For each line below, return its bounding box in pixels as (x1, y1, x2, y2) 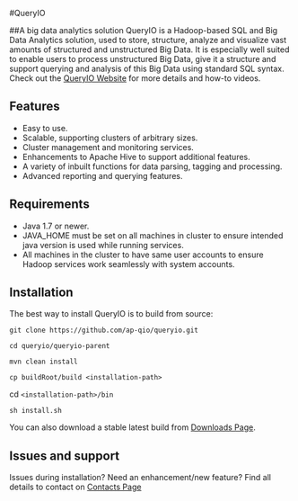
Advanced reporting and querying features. (22, 170, 183, 181)
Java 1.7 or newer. (22, 220, 90, 231)
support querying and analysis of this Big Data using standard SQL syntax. (9, 63, 285, 74)
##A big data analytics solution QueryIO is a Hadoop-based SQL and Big (9, 25, 278, 35)
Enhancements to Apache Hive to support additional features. (22, 151, 251, 162)
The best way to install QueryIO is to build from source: (9, 309, 214, 319)
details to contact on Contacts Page (9, 481, 142, 493)
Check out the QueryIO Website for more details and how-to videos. (9, 73, 261, 84)
